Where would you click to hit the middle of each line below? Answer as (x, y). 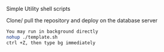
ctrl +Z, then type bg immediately (51, 43)
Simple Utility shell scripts (38, 9)
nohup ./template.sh (32, 37)
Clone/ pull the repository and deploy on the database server (82, 20)
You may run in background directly (52, 31)
